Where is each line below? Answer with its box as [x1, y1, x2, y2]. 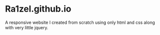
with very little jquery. [5, 24, 49, 30]
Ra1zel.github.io [5, 3, 72, 15]
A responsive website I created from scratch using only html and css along [5, 19, 155, 25]
